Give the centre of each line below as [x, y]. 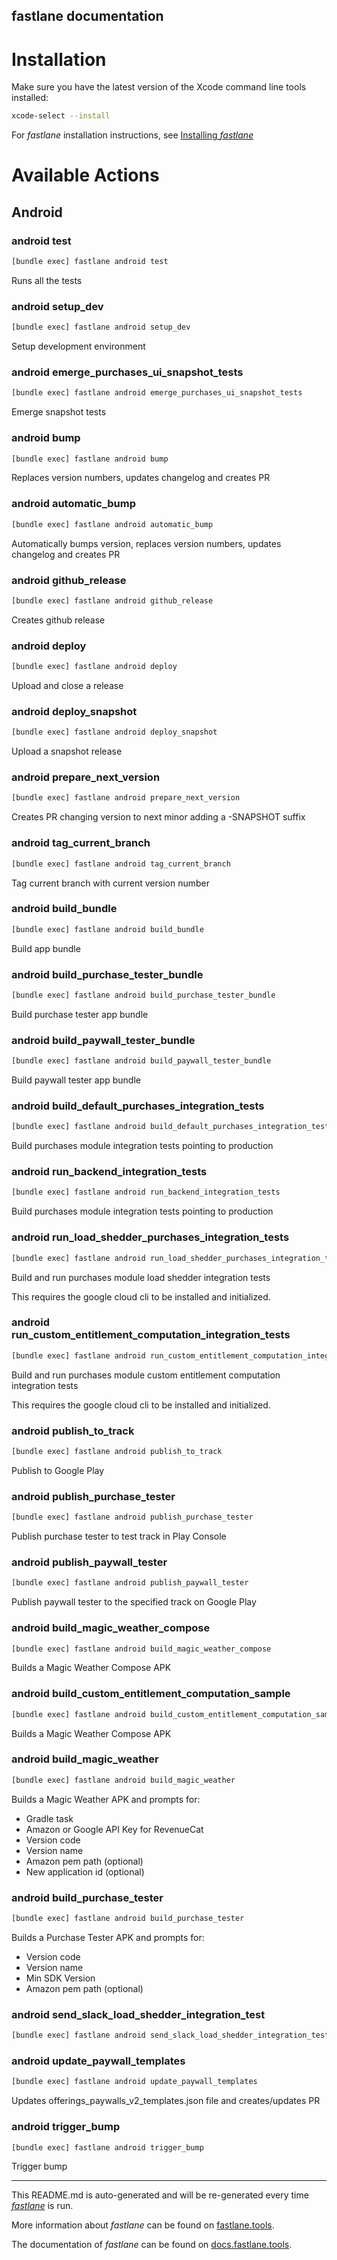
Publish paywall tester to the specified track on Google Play [134, 1602]
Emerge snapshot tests [59, 412]
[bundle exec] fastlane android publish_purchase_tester [132, 1517]
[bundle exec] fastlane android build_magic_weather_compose [141, 1649]
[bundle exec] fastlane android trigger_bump [107, 2147]
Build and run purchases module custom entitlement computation [146, 1375]
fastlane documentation [87, 16]
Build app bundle [46, 948]
